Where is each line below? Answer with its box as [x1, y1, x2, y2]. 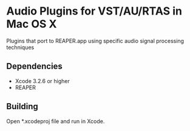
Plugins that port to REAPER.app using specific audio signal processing [6, 37, 184, 44]
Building [6, 101, 38, 112]
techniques [6, 44, 35, 51]
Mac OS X [6, 17, 57, 31]
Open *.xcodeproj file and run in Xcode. [6, 117, 105, 125]
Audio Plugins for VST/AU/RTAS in [6, 4, 182, 18]
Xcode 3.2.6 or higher [15, 77, 70, 84]
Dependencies [6, 61, 63, 72]
